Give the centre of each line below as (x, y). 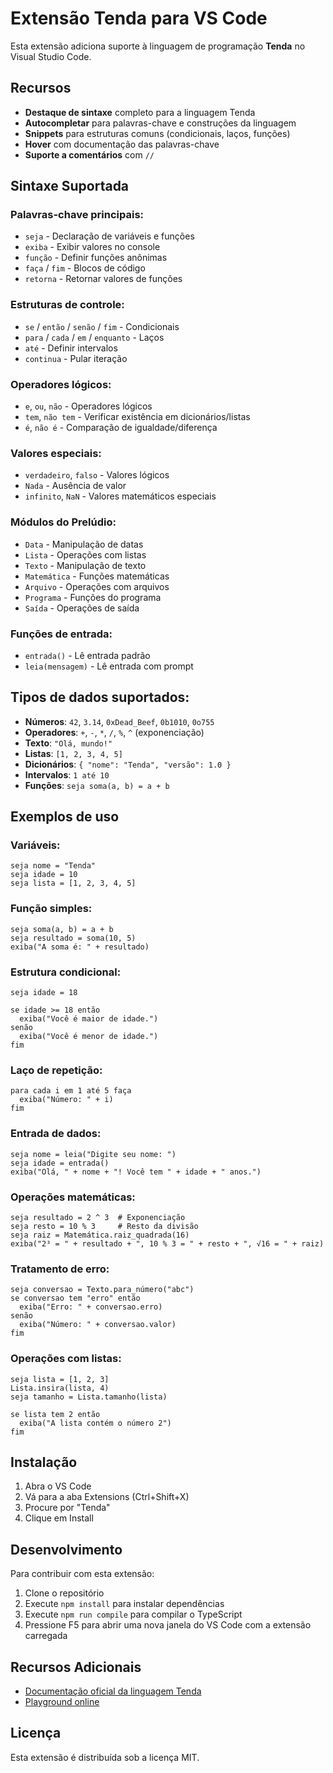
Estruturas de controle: (67, 305)
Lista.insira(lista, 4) (60, 1388)
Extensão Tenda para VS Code (139, 18)
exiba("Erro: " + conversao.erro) (91, 1307)
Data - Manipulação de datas (84, 544)
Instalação (44, 1462)
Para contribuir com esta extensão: (82, 1574)
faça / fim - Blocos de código (85, 268)
